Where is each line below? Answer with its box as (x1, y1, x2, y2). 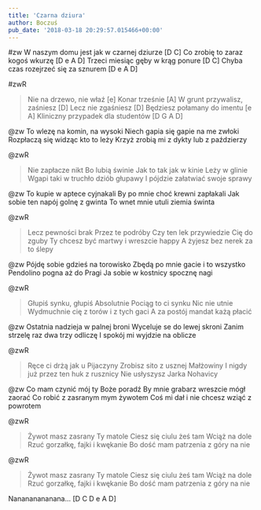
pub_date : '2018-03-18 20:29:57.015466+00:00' (8, 26, 164, 34)
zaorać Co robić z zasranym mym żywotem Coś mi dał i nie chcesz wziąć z (8, 393, 252, 402)
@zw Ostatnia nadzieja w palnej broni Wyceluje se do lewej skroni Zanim (8, 322, 244, 332)
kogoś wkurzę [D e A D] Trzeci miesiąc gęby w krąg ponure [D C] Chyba (8, 56, 243, 65)
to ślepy (27, 244, 53, 254)
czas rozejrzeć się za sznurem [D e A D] (8, 64, 138, 74)
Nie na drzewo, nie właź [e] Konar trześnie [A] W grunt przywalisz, (27, 95, 244, 105)
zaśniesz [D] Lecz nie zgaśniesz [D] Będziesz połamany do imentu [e (27, 103, 252, 112)
